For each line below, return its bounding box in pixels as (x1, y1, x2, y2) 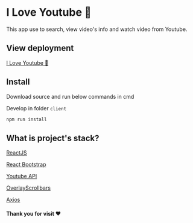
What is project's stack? (6, 133, 100, 143)
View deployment (6, 43, 74, 53)
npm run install (6, 116, 47, 122)
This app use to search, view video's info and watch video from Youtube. (6, 25, 188, 33)
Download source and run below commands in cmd (6, 93, 134, 100)
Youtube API (6, 173, 37, 180)
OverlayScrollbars (6, 184, 51, 191)
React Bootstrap (6, 161, 46, 168)
